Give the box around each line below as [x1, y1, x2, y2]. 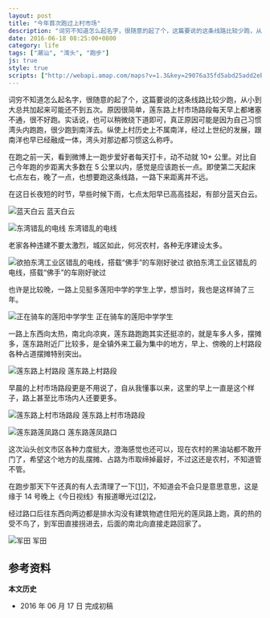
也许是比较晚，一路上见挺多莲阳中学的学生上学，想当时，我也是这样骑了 [8, 284, 247, 294]
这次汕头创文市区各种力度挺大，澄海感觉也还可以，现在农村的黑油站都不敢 [8, 444, 255, 454]
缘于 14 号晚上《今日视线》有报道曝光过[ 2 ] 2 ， [8, 491, 161, 501]
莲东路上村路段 [67, 366, 117, 375]
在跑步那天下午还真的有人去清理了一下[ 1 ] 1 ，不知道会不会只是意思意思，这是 [8, 481, 259, 491]
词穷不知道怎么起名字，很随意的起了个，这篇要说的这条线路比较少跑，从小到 [8, 94, 262, 104]
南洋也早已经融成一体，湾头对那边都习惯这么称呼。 [8, 134, 178, 145]
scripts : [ [8, 72, 45, 80]
